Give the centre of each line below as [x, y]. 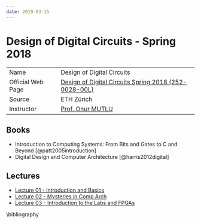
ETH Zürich [77, 99]
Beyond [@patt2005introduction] [56, 151]
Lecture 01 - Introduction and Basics [60, 190]
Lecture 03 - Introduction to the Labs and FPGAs [75, 203]
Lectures [23, 176]
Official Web [26, 82]
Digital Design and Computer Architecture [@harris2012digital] [92, 157]
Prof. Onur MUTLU [87, 109]
